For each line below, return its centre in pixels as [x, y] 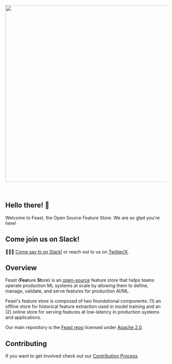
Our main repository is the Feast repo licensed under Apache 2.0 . [74, 327]
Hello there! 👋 [27, 205]
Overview [21, 268]
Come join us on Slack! [42, 239]
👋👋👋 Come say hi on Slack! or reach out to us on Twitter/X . [67, 251]
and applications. [24, 317]
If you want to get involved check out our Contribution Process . [72, 356]
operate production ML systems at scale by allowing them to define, [77, 286]
